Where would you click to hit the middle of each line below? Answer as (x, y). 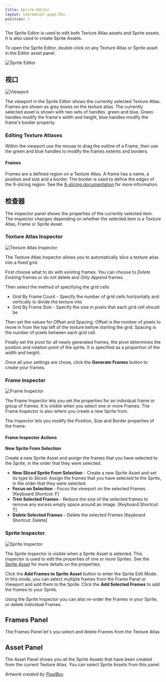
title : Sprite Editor (28, 10)
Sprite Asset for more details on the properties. (53, 564)
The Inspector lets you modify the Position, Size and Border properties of (80, 421)
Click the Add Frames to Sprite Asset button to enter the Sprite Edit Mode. (81, 573)
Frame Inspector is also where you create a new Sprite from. (67, 411)
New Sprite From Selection (33, 449)
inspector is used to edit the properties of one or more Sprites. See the (77, 559)
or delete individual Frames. (33, 604)
